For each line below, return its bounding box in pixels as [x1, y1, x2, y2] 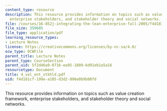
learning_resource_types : [5, 35, 59, 40]
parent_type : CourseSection [5, 58, 64, 63]
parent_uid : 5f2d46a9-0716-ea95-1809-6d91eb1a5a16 [5, 63, 112, 68]
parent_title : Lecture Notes [5, 53, 66, 59]
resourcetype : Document [5, 68, 55, 73]
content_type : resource [5, 7, 55, 12]
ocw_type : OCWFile [5, 49, 43, 54]
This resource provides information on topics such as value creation [5, 90, 145, 96]
